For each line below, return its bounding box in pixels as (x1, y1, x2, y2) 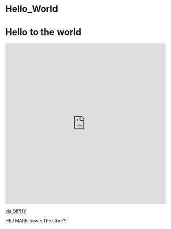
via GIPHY (5, 208, 27, 214)
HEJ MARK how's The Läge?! (5, 218, 67, 224)
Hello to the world (5, 26, 82, 38)
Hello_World (5, 3, 59, 15)
